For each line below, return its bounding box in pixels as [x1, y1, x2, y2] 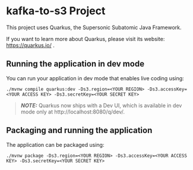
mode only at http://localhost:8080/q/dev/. [20, 108, 125, 115]
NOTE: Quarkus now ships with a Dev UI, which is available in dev [20, 102, 182, 109]
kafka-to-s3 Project [6, 4, 106, 18]
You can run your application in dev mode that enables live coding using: [6, 74, 184, 81]
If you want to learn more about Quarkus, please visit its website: [6, 35, 165, 42]
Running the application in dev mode [6, 59, 144, 69]
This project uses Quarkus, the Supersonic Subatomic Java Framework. [6, 24, 182, 31]
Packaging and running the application [6, 125, 153, 136]
